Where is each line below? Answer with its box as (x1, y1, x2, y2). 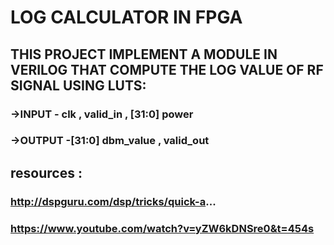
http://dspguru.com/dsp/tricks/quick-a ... (10, 194, 217, 208)
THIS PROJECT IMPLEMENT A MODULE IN (10, 46, 278, 63)
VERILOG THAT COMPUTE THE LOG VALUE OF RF (10, 61, 324, 78)
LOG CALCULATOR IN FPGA (10, 6, 243, 29)
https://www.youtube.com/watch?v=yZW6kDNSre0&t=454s (10, 221, 315, 235)
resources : (10, 164, 83, 181)
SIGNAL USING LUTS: (10, 77, 147, 94)
